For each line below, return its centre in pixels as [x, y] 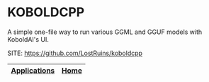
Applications [33, 70]
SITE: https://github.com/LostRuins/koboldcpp [75, 53]
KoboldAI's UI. [28, 39]
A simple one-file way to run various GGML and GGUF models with [105, 32]
